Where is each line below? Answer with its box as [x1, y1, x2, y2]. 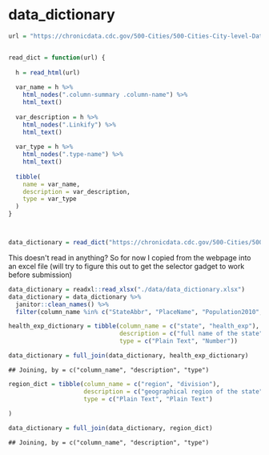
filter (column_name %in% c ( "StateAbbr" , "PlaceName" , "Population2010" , [15, 308, 263, 316]
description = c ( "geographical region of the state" [83, 387, 263, 396]
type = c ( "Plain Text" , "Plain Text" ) [83, 395, 214, 403]
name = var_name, [22, 180, 81, 188]
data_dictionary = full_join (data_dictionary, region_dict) [8, 425, 214, 433]
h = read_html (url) [15, 68, 81, 77]
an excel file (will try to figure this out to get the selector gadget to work [8, 261, 245, 271]
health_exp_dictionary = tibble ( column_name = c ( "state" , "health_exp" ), [8, 322, 260, 330]
